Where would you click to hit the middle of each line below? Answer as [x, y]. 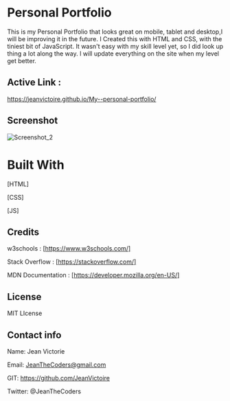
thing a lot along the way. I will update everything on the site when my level [113, 54]
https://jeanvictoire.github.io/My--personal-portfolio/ [82, 99]
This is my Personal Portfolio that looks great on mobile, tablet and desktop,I [115, 32]
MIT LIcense [25, 313]
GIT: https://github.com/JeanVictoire [59, 378]
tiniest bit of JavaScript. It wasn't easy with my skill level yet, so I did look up [115, 46]
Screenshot [33, 121]
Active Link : [34, 83]
